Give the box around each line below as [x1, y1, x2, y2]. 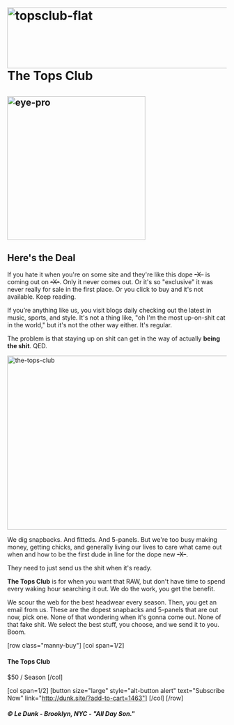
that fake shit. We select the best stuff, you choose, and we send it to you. [7, 621, 219, 629]
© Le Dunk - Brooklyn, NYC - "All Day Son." [7, 710, 135, 718]
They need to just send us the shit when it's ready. [7, 564, 152, 572]
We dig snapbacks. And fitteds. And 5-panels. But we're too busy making [7, 536, 218, 544]
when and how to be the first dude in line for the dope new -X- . [7, 550, 189, 559]
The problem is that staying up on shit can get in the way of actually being [7, 334, 221, 343]
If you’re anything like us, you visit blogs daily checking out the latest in [7, 306, 212, 315]
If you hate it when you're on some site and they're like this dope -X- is [7, 270, 210, 279]
